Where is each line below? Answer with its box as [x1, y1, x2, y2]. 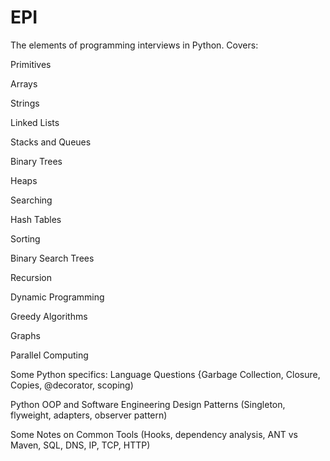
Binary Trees [10, 155, 63, 167]
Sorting [10, 232, 41, 245]
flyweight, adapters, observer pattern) [10, 409, 168, 421]
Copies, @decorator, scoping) [10, 379, 134, 391]
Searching [10, 194, 53, 206]
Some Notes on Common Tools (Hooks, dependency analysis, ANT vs [10, 428, 298, 440]
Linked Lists [10, 116, 60, 128]
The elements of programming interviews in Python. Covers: [10, 39, 259, 51]
